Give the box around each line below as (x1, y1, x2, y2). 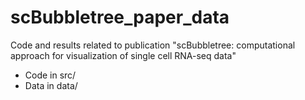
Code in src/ (24, 69, 77, 81)
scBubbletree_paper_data (10, 6, 230, 29)
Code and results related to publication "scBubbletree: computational (10, 39, 296, 51)
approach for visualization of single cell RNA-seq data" (10, 49, 237, 61)
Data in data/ (24, 79, 78, 91)
